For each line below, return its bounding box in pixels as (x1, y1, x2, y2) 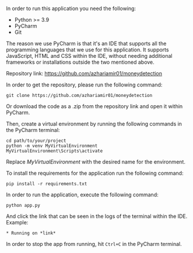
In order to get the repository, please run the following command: (6, 81, 163, 88)
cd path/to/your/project (6, 138, 66, 144)
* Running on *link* (6, 230, 57, 236)
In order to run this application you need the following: (6, 5, 136, 12)
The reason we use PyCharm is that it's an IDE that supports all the (6, 40, 167, 47)
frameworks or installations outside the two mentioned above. (6, 58, 155, 65)
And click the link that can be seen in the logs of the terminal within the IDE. (6, 213, 188, 220)
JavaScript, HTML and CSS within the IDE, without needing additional (6, 53, 173, 59)
